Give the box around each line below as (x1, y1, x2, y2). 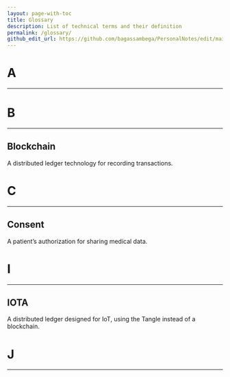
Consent (7, 219, 44, 231)
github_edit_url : (7, 36, 57, 43)
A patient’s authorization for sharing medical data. (7, 237, 148, 245)
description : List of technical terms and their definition (7, 23, 183, 30)
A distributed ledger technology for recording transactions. (7, 159, 173, 167)
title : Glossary (7, 16, 53, 23)
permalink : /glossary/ (7, 29, 72, 36)
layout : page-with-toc (7, 10, 72, 17)
